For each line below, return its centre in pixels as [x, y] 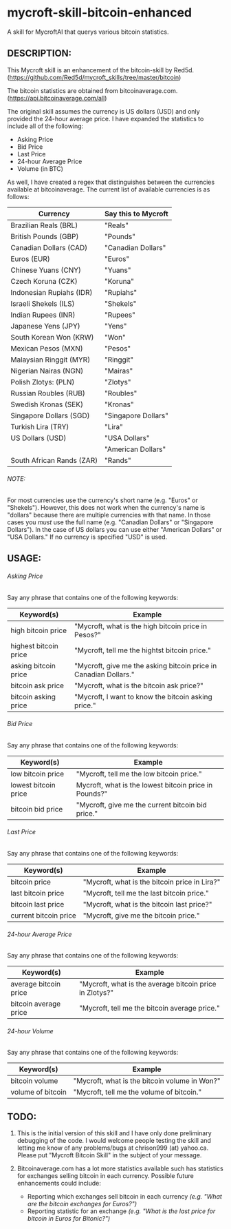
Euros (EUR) [30, 258]
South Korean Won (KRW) [52, 337]
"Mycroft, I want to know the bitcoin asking [144, 696]
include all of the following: [45, 126]
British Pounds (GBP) [45, 236]
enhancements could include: [59, 1184]
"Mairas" [119, 371]
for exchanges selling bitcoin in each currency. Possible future [105, 1176]
